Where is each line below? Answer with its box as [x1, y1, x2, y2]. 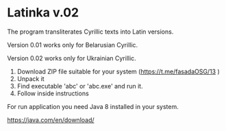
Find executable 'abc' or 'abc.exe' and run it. [16, 82, 143, 90]
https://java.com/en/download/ [7, 115, 95, 124]
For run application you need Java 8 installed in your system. [7, 102, 179, 110]
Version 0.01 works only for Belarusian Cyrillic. [7, 40, 138, 49]
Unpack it [16, 74, 45, 83]
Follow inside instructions [16, 89, 89, 97]
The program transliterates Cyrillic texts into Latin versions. [7, 27, 174, 36]
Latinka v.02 [7, 5, 79, 21]
